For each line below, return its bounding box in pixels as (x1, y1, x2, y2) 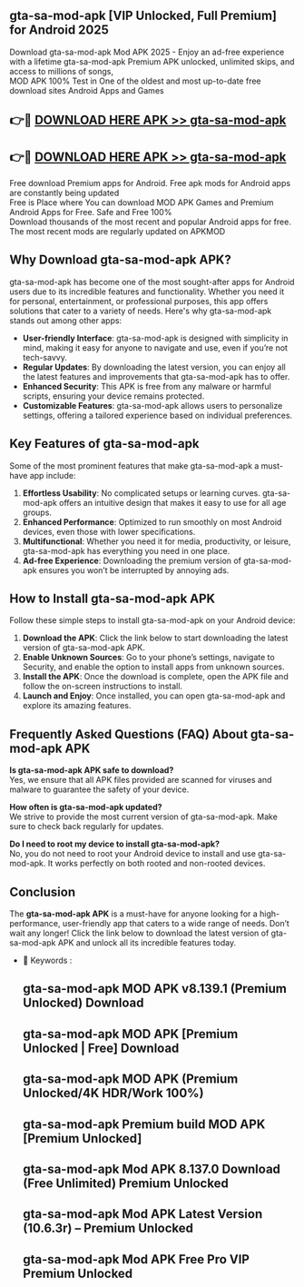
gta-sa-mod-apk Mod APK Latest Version (22, 1206, 263, 1222)
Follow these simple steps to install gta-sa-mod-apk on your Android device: (9, 615, 296, 626)
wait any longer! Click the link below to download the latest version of (9, 927, 270, 939)
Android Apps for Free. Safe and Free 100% (9, 207, 172, 218)
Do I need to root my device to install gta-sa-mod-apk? (9, 838, 221, 849)
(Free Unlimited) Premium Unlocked (22, 1176, 229, 1192)
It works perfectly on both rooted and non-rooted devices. (47, 858, 266, 869)
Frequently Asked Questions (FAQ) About (9, 727, 248, 742)
